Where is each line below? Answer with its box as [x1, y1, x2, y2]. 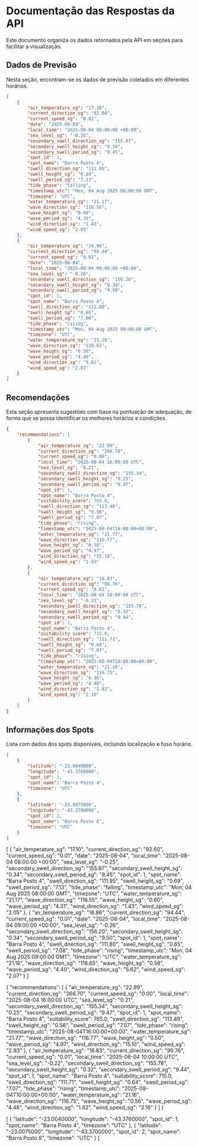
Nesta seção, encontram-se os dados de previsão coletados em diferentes [6, 76, 189, 83]
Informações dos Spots [6, 724, 94, 735]
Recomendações [6, 392, 70, 402]
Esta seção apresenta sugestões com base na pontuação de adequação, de [6, 408, 192, 415]
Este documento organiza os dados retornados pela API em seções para [6, 36, 183, 43]
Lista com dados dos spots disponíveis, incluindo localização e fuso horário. [6, 740, 193, 748]
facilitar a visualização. [6, 43, 62, 50]
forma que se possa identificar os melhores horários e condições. [6, 415, 167, 422]
